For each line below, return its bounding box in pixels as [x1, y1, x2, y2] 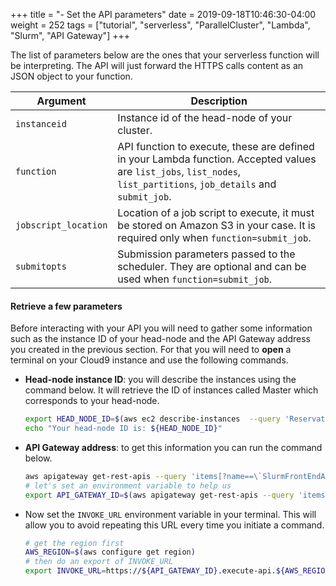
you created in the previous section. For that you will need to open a [10, 344, 292, 356]
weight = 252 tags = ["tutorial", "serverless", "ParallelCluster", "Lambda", [10, 19, 311, 31]
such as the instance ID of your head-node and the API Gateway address [10, 333, 311, 345]
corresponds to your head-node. [24, 395, 160, 407]
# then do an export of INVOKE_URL [24, 557, 174, 567]
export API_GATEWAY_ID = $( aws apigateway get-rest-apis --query [24, 490, 295, 500]
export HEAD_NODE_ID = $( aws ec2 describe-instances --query [24, 414, 281, 424]
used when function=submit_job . [117, 272, 273, 286]
